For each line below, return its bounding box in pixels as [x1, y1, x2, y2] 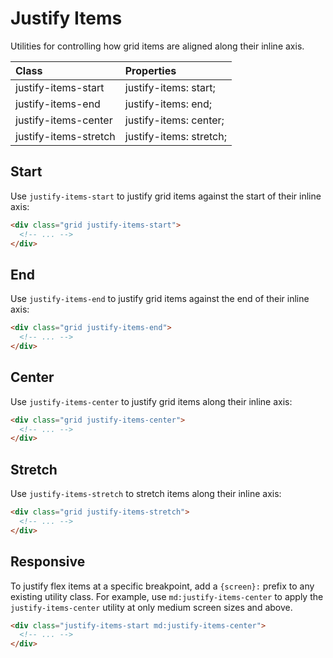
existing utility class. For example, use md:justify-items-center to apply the [10, 590, 324, 602]
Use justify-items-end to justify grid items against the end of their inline [10, 293, 310, 305]
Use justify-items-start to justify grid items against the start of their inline [10, 190, 322, 202]
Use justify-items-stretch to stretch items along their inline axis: [10, 488, 282, 500]
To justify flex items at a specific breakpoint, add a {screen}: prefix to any [10, 580, 315, 592]
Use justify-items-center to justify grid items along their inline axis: [10, 395, 293, 407]
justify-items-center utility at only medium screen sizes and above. [10, 601, 293, 613]
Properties [124, 63, 177, 77]
